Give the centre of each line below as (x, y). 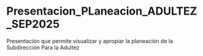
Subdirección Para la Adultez (43, 47)
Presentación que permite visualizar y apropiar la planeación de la (90, 41)
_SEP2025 (33, 24)
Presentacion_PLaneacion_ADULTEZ (102, 11)
